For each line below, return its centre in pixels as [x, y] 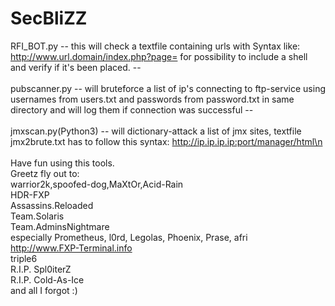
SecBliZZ [49, 18]
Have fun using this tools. [62, 163]
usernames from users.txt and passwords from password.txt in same [152, 99]
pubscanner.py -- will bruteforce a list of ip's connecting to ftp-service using [168, 88]
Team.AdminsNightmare [60, 226]
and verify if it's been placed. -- [76, 67]
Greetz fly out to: [45, 173]
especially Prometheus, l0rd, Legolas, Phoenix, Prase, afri [129, 237]
